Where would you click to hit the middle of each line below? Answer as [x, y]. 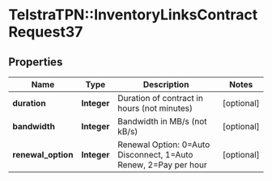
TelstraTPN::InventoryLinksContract [133, 15]
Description [166, 84]
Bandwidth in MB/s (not [162, 121]
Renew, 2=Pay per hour [162, 165]
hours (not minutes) [155, 108]
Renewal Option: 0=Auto [164, 145]
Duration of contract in [160, 98]
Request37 [46, 32]
